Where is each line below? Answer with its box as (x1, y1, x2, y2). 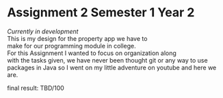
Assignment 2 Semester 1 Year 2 (7, 5, 195, 20)
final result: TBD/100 (7, 84, 65, 92)
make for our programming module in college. (7, 42, 136, 50)
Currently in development (7, 27, 79, 35)
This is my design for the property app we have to (7, 34, 148, 42)
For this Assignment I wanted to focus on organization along (7, 49, 176, 57)
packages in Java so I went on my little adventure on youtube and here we (7, 63, 217, 71)
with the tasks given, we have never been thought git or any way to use (7, 56, 208, 64)
